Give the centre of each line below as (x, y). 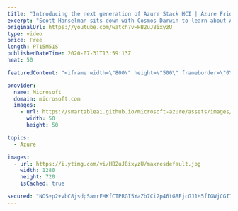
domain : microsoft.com (47, 99)
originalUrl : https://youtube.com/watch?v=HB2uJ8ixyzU (90, 27)
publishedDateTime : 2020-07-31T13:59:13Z (69, 54)
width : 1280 (38, 171)
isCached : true (42, 184)
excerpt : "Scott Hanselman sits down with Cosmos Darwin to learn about (117, 21)
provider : (22, 86)
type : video (25, 34)
